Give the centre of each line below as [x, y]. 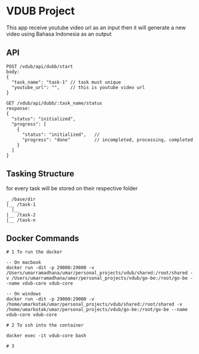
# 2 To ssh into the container [45, 325]
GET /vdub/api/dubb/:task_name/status [54, 103]
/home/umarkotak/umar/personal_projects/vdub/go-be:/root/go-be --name [97, 310]
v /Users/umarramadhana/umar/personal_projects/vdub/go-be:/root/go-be [97, 278]
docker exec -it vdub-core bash [46, 336]
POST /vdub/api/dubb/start [40, 66]
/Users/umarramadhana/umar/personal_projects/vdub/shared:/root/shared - [100, 273]
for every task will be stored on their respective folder [72, 188]
